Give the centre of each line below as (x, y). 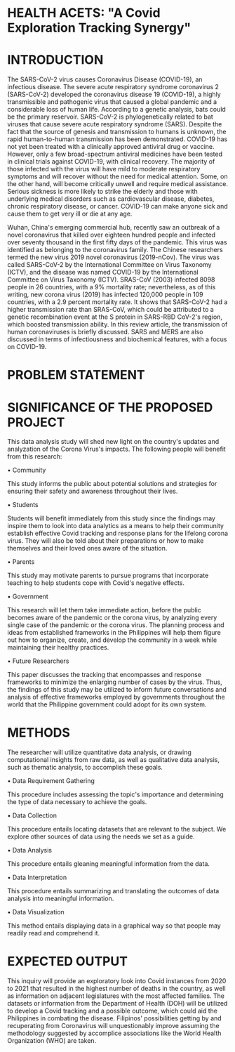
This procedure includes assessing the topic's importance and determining (116, 794)
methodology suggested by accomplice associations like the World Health (114, 1033)
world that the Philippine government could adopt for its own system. (107, 704)
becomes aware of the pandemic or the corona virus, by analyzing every (112, 618)
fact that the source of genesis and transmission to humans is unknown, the (117, 132)
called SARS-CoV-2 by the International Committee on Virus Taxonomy (109, 265)
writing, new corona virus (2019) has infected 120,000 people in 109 (105, 295)
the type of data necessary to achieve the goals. (77, 802)
